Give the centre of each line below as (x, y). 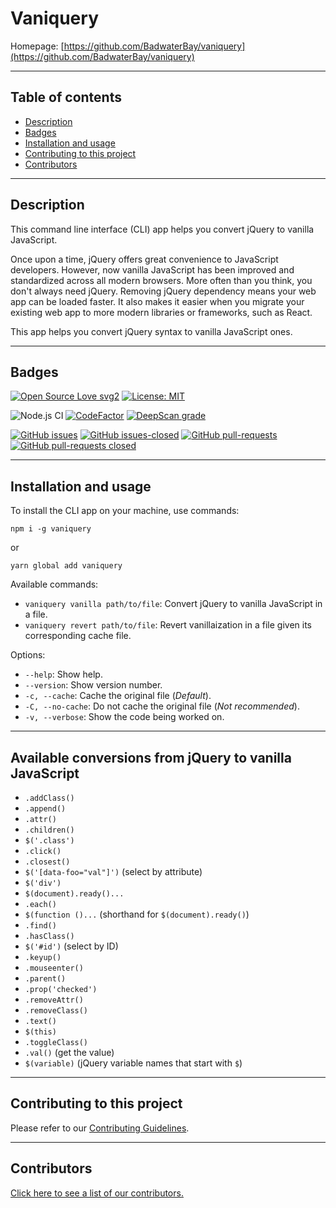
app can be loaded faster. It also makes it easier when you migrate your (157, 301)
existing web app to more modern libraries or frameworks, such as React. (161, 312)
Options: (28, 655)
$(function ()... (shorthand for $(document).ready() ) (137, 914)
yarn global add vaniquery (66, 566)
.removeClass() (56, 1011)
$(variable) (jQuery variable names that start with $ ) (133, 1063)
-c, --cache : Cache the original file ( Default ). (118, 696)
